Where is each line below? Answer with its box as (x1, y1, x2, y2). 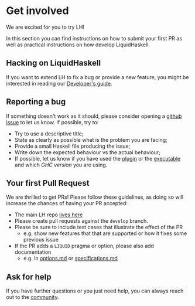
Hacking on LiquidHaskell (6, 58, 101, 68)
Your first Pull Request (6, 178, 90, 188)
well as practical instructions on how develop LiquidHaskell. (6, 41, 150, 48)
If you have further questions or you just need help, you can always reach (6, 287, 184, 294)
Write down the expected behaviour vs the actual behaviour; (14, 148, 161, 156)
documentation (14, 249, 52, 256)
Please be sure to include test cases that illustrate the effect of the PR (14, 224, 183, 231)
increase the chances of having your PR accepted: (6, 200, 128, 207)
